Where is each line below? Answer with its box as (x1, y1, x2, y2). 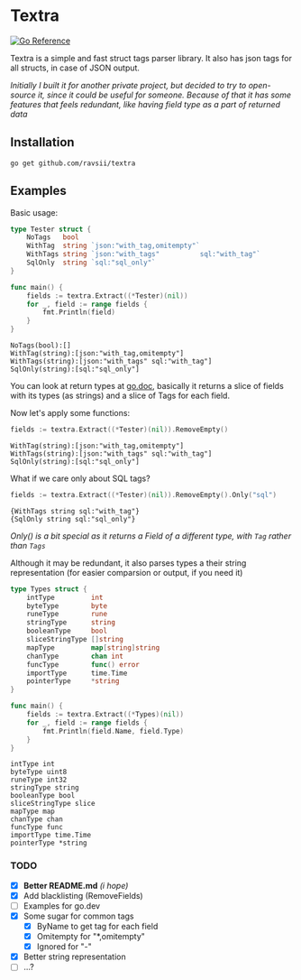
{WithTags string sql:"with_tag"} (10, 506, 141, 515)
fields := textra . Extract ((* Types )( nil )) (26, 710, 184, 719)
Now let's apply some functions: (10, 408, 130, 419)
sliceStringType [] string (26, 635, 124, 644)
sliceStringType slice (10, 800, 96, 809)
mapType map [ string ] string (26, 643, 160, 652)
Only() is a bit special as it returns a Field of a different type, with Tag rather (10, 530, 292, 541)
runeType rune (26, 610, 107, 619)
